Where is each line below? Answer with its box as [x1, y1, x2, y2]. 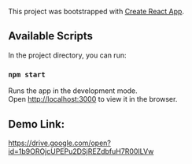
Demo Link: [8, 117, 65, 131]
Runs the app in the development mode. [8, 86, 138, 95]
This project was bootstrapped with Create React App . [8, 7, 185, 16]
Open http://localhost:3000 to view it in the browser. [8, 95, 178, 104]
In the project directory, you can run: [8, 50, 127, 60]
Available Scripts [8, 29, 93, 43]
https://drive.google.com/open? [8, 138, 112, 147]
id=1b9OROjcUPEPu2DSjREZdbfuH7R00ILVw [8, 146, 154, 156]
